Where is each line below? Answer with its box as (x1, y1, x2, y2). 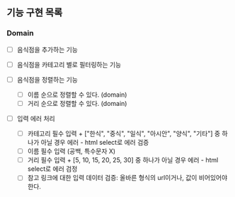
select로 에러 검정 (27, 165, 78, 173)
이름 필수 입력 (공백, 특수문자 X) (27, 147, 116, 155)
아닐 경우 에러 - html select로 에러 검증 (40, 138, 149, 147)
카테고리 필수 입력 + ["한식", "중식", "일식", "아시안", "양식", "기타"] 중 (27, 129, 221, 138)
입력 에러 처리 (16, 114, 55, 122)
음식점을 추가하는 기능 (16, 45, 79, 54)
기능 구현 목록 (6, 6, 63, 19)
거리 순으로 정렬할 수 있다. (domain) (27, 99, 127, 107)
